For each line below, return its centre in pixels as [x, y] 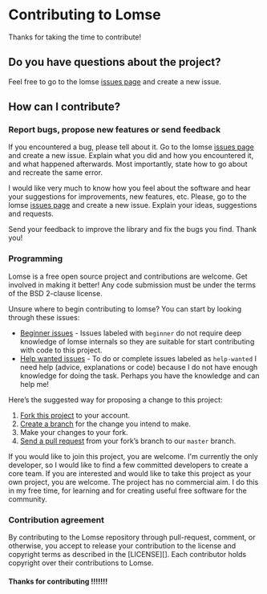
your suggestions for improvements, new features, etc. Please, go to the [127, 197]
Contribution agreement [56, 519]
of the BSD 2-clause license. [55, 293]
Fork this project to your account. [75, 415]
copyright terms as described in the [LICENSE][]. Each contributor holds [127, 555]
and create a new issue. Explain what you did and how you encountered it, [131, 156]
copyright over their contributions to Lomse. [81, 563]
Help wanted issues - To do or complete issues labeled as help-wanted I [138, 358]
